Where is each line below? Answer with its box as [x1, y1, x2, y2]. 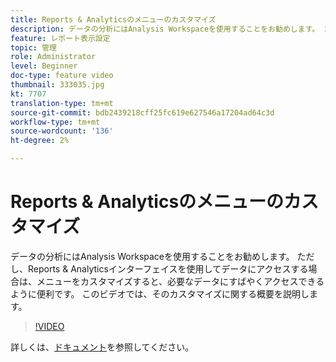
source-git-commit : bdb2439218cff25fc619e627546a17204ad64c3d [10, 107, 275, 118]
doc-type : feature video [10, 71, 114, 81]
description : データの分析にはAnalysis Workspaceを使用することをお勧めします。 [10, 24, 320, 34]
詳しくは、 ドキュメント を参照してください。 [10, 341, 195, 353]
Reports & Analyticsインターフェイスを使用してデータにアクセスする [27, 262, 309, 275]
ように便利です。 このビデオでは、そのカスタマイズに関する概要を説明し [10, 287, 310, 300]
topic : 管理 [10, 42, 57, 53]
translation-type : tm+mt [10, 98, 114, 108]
